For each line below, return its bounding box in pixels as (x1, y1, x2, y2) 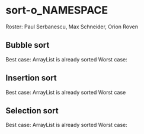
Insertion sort (5, 73, 57, 83)
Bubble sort (5, 40, 50, 50)
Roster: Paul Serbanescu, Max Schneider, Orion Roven (5, 23, 139, 30)
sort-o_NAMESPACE (5, 4, 108, 17)
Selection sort (5, 106, 59, 116)
